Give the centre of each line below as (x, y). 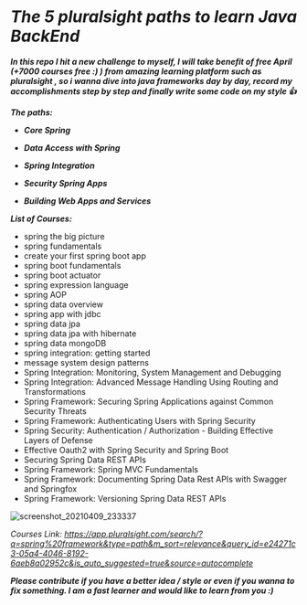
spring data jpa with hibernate (80, 333)
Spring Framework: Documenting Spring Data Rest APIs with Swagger (155, 479)
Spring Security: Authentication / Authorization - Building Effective (148, 430)
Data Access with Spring (72, 147)
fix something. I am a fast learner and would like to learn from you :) (142, 590)
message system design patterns (86, 362)
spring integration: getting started (87, 353)
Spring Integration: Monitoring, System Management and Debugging (152, 372)
